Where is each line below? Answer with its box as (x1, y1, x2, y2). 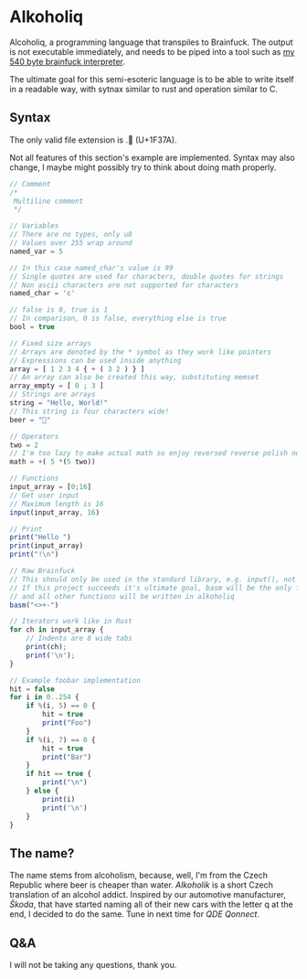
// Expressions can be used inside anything (9, 356, 182, 365)
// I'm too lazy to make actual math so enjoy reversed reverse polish (9, 449, 288, 458)
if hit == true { (26, 770, 92, 779)
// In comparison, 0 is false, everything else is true (9, 314, 227, 324)
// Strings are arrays (9, 390, 96, 399)
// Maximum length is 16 (9, 499, 104, 508)
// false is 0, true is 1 (9, 305, 108, 314)
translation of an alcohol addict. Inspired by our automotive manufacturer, (9, 889, 286, 900)
